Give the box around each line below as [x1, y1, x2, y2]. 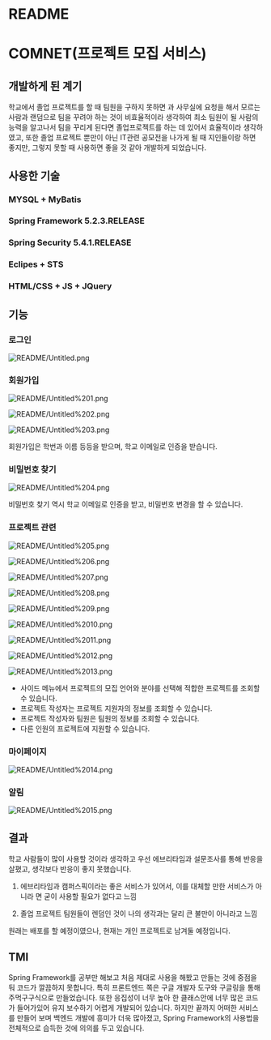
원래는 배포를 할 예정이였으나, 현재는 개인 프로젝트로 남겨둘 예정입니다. [8, 926, 231, 936]
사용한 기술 [8, 169, 61, 182]
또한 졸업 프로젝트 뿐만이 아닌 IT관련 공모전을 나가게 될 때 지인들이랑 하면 [25, 133, 256, 143]
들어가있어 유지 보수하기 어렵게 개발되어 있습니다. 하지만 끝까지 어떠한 [16, 1003, 237, 1012]
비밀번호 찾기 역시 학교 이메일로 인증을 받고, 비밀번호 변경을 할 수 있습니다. [8, 499, 243, 509]
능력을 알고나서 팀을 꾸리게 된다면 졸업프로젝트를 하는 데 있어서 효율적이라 [8, 122, 242, 132]
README [8, 5, 70, 24]
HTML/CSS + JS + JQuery [8, 280, 112, 292]
